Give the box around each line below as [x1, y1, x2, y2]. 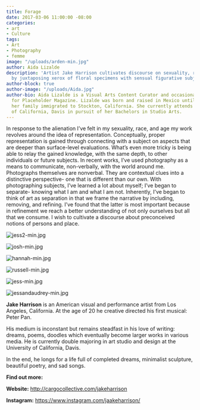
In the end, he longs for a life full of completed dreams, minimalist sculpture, [6, 356, 193, 363]
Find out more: [6, 374, 43, 381]
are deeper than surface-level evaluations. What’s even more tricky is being [6, 144, 192, 151]
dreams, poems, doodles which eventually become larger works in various [6, 332, 189, 339]
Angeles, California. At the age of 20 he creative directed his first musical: [6, 307, 187, 315]
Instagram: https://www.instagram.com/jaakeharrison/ [6, 397, 141, 404]
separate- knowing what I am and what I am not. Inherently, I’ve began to [6, 189, 186, 196]
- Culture [6, 31, 31, 37]
